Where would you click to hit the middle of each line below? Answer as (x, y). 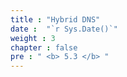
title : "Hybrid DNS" (55, 19)
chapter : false (44, 47)
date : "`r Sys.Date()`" (64, 29)
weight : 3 (33, 38)
